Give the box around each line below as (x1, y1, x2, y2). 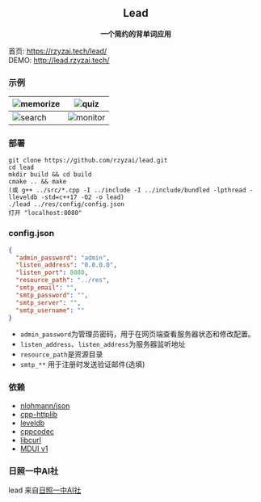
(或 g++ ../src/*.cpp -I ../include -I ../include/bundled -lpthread (8, 186, 246, 195)
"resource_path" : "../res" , (15, 276, 111, 285)
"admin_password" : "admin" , (15, 254, 111, 262)
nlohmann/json (19, 400, 70, 411)
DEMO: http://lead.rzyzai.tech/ (8, 55, 110, 65)
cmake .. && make (8, 178, 67, 186)
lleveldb (8, 193, 38, 201)
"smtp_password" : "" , (15, 291, 89, 299)
